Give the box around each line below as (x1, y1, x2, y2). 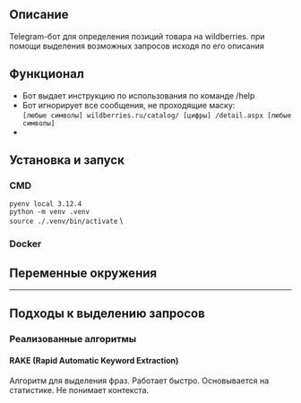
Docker (9, 237, 42, 250)
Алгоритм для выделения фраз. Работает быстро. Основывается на (9, 375, 270, 386)
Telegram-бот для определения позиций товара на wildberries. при (9, 30, 266, 41)
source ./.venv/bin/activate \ (9, 215, 124, 227)
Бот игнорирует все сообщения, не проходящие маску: (21, 99, 236, 110)
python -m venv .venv (9, 208, 90, 217)
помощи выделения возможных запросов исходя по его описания (9, 40, 264, 51)
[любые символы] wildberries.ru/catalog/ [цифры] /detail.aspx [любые (21, 111, 292, 120)
